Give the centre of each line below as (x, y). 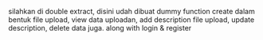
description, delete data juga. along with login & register (100, 28)
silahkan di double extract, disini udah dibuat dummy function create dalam (131, 11)
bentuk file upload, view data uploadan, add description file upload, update (131, 20)
